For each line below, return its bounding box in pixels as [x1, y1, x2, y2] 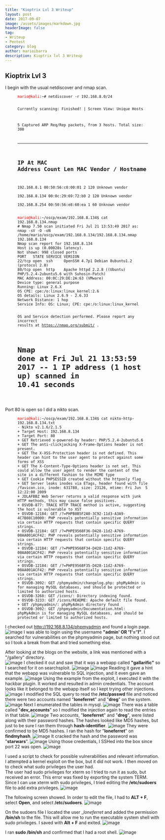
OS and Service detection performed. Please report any [17, 314, 134, 319]
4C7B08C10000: [17, 516, 47, 521]
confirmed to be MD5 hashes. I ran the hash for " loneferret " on [5, 728, 134, 734]
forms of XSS [17, 459, 44, 465]
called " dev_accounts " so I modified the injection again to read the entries [5, 707, 156, 713]
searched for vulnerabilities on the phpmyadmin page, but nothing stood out [5, 634, 160, 640]
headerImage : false [5, 26, 45, 31]
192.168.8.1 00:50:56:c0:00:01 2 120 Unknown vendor [17, 185, 128, 190]
